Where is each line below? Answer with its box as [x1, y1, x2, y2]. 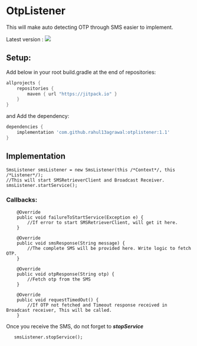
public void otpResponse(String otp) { [17, 271, 115, 277]
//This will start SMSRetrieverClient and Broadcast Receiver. [6, 177, 165, 183]
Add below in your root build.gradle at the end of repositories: [6, 68, 156, 75]
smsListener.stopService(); [14, 334, 83, 340]
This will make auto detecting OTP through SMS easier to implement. [6, 24, 173, 31]
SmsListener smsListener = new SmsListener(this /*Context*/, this [6, 167, 176, 173]
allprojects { [6, 80, 41, 86]
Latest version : [6, 35, 44, 42]
